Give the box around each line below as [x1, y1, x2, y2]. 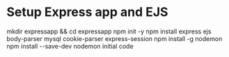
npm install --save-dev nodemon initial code [6, 42, 134, 50]
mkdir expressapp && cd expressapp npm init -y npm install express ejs [6, 27, 212, 35]
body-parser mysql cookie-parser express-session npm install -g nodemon [6, 34, 223, 42]
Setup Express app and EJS [6, 4, 168, 20]
